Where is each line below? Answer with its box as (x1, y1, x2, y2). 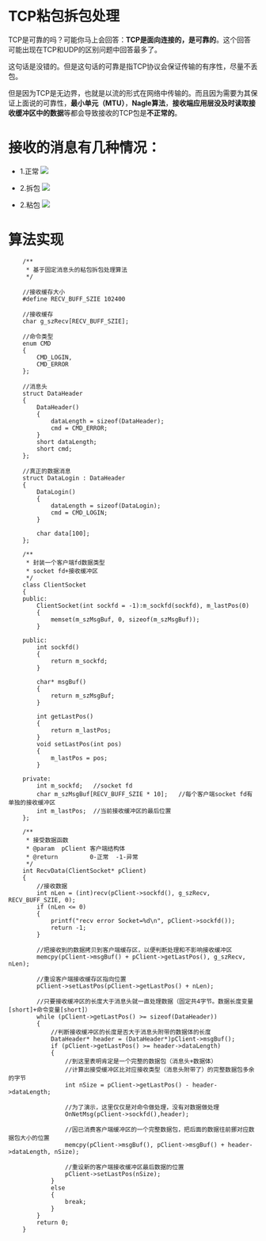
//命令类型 (22, 332, 54, 340)
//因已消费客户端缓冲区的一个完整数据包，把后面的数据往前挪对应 (64, 1125, 249, 1133)
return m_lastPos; (50, 726, 112, 734)
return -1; (50, 924, 87, 932)
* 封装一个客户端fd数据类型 (25, 559, 105, 567)
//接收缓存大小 (22, 288, 66, 296)
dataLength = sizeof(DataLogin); (50, 502, 161, 510)
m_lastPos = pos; (50, 753, 108, 762)
